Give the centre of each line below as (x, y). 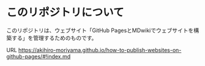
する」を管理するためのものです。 (54, 38)
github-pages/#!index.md (39, 56)
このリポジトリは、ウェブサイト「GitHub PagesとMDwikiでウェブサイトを (100, 30)
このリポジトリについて (65, 12)
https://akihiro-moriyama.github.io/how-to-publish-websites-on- (100, 50)
